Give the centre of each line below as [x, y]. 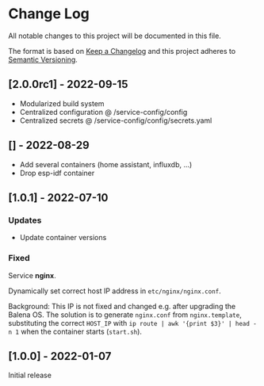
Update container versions [63, 238]
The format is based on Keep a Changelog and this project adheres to [122, 51]
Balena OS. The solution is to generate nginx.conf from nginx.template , [125, 315]
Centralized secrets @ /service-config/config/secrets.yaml [116, 120]
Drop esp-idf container [57, 173]
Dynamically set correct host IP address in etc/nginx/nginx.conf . [115, 291]
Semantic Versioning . [43, 59]
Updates [25, 220]
